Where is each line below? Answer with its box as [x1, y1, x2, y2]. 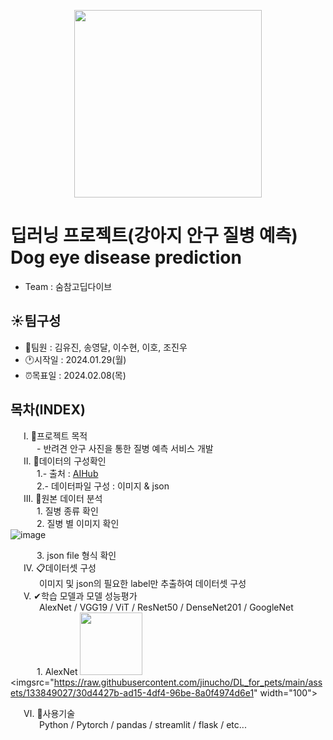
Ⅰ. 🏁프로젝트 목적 [23, 430, 88, 442]
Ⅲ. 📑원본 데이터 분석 [23, 492, 103, 504]
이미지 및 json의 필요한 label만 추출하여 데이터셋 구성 [38, 577, 247, 589]
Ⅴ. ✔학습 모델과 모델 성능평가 [23, 590, 138, 602]
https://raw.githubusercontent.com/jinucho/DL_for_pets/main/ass [53, 676, 323, 688]
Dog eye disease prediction [10, 246, 242, 269]
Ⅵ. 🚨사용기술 [23, 707, 76, 719]
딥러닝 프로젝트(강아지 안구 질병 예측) [10, 225, 298, 247]
